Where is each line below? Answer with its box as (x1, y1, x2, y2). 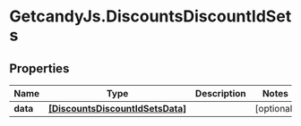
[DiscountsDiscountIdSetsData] (47, 103, 187, 114)
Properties (9, 61, 70, 76)
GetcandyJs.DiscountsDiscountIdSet (9, 6, 292, 27)
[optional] (254, 103, 297, 114)
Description (195, 88, 246, 99)
